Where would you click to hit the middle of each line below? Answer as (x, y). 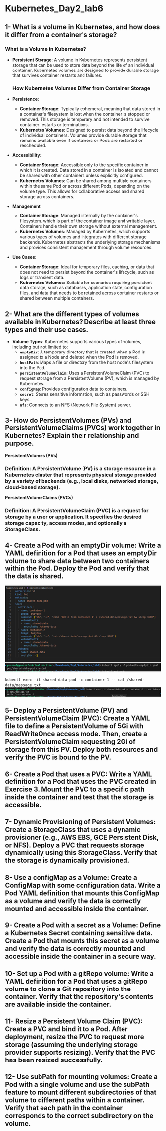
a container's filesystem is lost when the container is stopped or (85, 114)
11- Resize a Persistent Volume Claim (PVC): (74, 1021)
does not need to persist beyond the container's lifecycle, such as (87, 272)
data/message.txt (23, 685)
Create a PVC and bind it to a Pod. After (66, 1029)
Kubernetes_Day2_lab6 (54, 9)
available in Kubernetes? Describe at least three (80, 321)
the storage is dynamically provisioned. (67, 861)
